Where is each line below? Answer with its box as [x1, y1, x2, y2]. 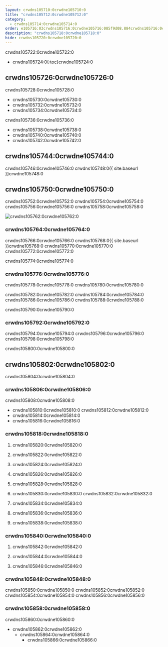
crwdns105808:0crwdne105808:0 [5, 397, 75, 403]
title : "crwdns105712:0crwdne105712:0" [5, 12, 88, 17]
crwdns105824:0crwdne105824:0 [12, 461, 82, 467]
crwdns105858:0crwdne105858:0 [5, 605, 91, 612]
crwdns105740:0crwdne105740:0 [12, 132, 81, 138]
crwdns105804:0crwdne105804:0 [5, 374, 75, 380]
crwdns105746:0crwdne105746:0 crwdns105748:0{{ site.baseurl [5, 165, 138, 171]
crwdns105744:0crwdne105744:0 [5, 152, 114, 161]
